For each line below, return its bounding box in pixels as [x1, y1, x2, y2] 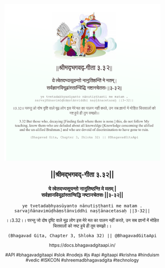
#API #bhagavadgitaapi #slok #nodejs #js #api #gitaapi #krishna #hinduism [5, 252, 160, 258]
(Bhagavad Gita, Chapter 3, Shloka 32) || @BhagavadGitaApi [7, 233, 157, 238]
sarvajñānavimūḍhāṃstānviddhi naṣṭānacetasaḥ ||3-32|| [14, 208, 151, 213]
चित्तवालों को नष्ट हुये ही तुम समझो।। [53, 223, 112, 229]
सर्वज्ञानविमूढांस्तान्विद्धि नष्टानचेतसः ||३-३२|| [41, 191, 123, 198]
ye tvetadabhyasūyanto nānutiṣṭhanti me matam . [22, 203, 143, 208]
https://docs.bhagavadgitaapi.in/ [49, 242, 116, 248]
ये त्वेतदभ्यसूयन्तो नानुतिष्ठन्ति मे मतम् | [48, 185, 116, 192]
